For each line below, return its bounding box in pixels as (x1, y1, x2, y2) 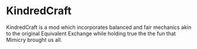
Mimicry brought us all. (6, 36, 62, 43)
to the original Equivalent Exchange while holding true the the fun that (6, 30, 176, 37)
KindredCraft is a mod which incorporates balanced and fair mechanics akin (6, 24, 192, 31)
